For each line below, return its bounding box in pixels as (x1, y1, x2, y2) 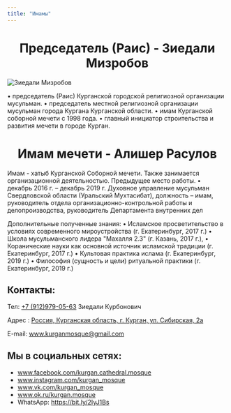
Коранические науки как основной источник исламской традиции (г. (7, 241, 214, 250)
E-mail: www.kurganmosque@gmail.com (7, 329, 124, 338)
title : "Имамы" (7, 10, 52, 17)
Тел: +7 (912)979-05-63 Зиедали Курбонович (7, 303, 142, 311)
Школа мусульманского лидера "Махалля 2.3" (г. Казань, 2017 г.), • (7, 234, 209, 243)
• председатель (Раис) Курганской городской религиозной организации (7, 91, 225, 100)
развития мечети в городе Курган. (7, 121, 110, 130)
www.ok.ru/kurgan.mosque (17, 391, 96, 399)
